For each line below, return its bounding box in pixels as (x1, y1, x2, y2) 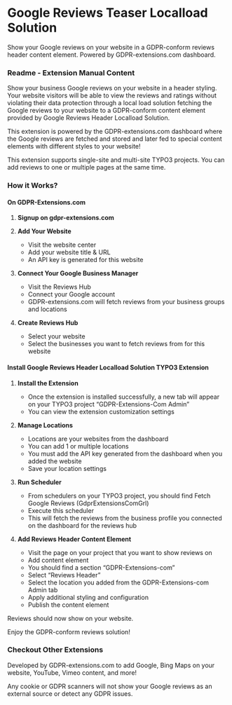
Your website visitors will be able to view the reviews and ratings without (7, 91, 217, 100)
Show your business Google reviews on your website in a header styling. (7, 84, 217, 93)
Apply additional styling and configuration (27, 593, 149, 601)
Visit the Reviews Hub (27, 282, 91, 292)
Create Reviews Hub (17, 319, 79, 327)
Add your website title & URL (27, 248, 111, 256)
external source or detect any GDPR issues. (7, 689, 133, 698)
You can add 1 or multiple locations (27, 442, 129, 450)
